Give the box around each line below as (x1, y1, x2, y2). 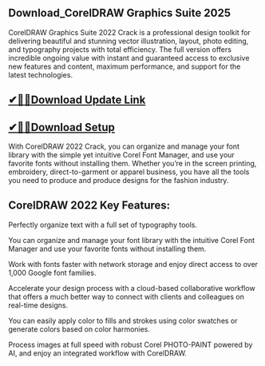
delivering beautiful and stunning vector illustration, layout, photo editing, (8, 36, 249, 46)
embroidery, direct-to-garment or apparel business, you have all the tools (8, 167, 250, 177)
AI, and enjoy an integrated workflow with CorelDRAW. (8, 348, 188, 358)
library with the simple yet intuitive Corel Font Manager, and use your (8, 150, 235, 160)
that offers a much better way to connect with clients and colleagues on (8, 292, 245, 301)
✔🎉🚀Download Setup (8, 120, 116, 134)
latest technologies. (8, 70, 73, 79)
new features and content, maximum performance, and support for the (8, 62, 241, 71)
